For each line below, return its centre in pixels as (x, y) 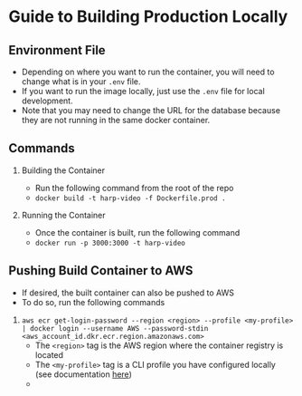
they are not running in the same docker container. (116, 120)
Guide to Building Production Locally (148, 17)
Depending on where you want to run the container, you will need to (148, 72)
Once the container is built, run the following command (137, 232)
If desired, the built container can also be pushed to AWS (127, 293)
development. (47, 101)
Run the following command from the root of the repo (134, 188)
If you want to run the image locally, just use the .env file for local (143, 91)
